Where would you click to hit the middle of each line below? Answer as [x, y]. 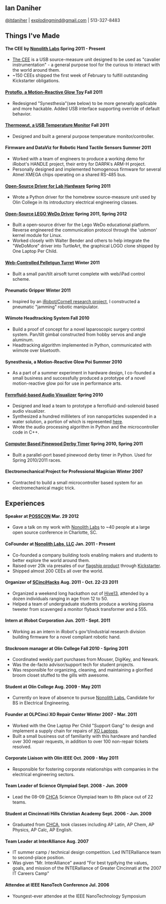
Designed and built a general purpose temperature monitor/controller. [83, 136]
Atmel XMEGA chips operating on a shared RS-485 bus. [69, 175]
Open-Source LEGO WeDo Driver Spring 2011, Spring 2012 [66, 214]
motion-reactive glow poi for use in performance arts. [67, 383]
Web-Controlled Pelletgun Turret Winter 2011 [53, 263]
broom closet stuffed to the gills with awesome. [61, 675]
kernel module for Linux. [37, 235]
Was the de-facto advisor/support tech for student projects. [73, 665]
